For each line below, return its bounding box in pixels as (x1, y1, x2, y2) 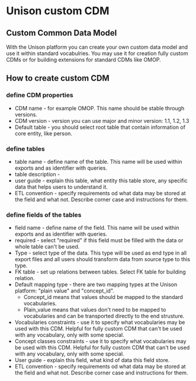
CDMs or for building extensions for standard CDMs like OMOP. (6, 56, 161, 63)
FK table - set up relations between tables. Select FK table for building (14, 268, 187, 275)
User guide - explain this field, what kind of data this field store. (14, 357, 170, 364)
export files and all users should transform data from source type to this (14, 256, 191, 263)
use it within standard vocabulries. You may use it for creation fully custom (6, 50, 188, 57)
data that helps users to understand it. (14, 183, 108, 190)
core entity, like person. (14, 129, 73, 137)
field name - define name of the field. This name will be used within (14, 224, 179, 231)
